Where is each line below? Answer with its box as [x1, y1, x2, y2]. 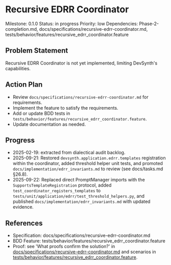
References [5, 219, 43, 228]
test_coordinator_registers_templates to [12, 188, 101, 194]
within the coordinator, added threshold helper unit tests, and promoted [12, 160, 163, 167]
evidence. [12, 204, 34, 210]
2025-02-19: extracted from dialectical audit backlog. [12, 150, 126, 156]
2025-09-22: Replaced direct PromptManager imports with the [12, 177, 145, 183]
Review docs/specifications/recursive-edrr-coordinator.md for [12, 94, 149, 100]
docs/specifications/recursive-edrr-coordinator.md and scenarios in [12, 249, 156, 255]
